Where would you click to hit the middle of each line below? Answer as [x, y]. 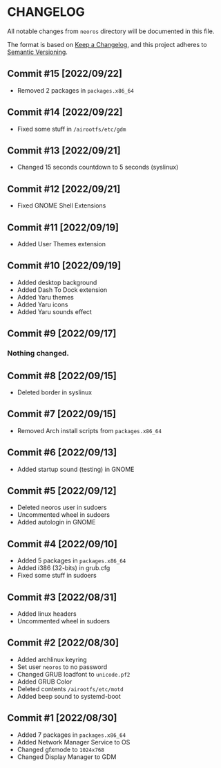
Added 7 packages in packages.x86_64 [71, 735]
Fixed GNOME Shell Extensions [61, 205]
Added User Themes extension [61, 244]
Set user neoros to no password [62, 667]
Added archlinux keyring [52, 659]
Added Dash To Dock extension [62, 290]
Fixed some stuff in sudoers [57, 576]
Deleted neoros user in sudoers [62, 508]
